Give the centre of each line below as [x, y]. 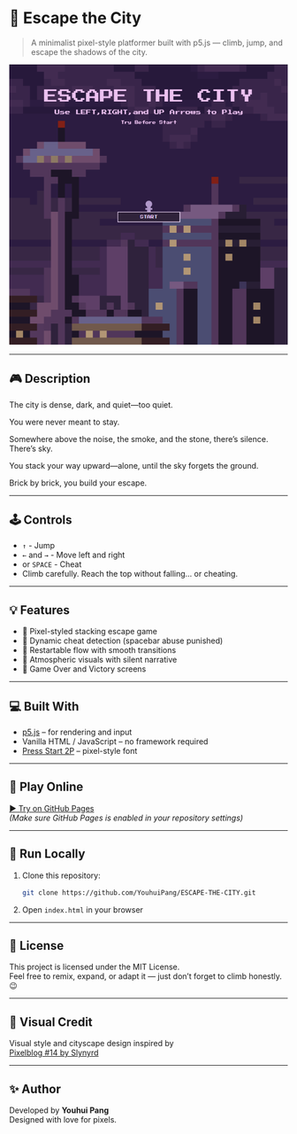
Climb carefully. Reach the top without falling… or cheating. [130, 574]
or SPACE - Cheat [52, 564]
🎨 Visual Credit [51, 1022]
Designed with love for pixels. [63, 1120]
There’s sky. [31, 448]
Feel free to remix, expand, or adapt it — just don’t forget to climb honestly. [146, 976]
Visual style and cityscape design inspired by [91, 1044]
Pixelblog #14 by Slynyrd [54, 1052]
